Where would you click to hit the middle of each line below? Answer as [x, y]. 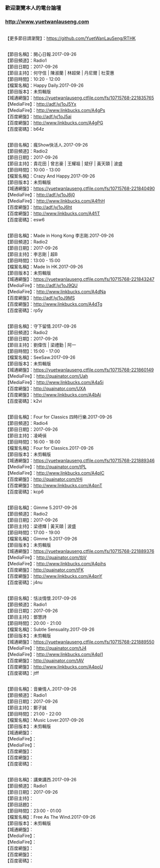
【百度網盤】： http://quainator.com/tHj [44, 479]
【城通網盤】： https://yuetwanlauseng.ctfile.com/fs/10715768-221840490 [80, 188]
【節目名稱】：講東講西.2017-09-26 [41, 780]
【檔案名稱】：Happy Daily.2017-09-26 [44, 85]
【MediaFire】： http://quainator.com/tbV [46, 557]
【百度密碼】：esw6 [25, 220]
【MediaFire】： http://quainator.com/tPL [46, 467]
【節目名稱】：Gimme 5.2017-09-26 [41, 508]
